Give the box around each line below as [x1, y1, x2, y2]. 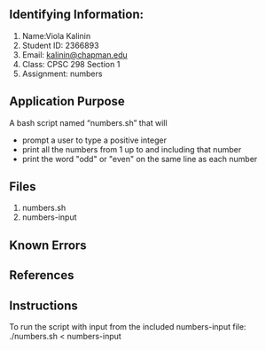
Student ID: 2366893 [21, 40, 99, 51]
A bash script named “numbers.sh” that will [9, 117, 168, 128]
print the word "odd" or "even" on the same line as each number [21, 153, 258, 164]
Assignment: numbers [21, 68, 103, 79]
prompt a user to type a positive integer [21, 135, 167, 145]
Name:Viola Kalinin [21, 30, 91, 41]
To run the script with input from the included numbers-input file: [9, 322, 246, 332]
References [9, 268, 74, 283]
